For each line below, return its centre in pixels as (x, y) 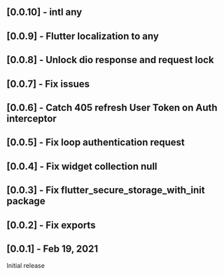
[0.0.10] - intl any (44, 12)
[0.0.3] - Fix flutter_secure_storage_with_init (106, 190)
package (26, 201)
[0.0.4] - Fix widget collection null (82, 166)
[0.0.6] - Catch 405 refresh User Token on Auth (112, 108)
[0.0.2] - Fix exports (51, 225)
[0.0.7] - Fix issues (48, 84)
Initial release (26, 266)
